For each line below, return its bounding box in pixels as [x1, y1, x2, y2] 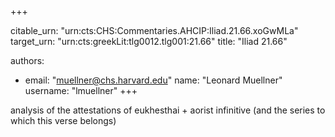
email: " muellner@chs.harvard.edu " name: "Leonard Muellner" [24, 74, 283, 86]
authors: [10, 55, 45, 66]
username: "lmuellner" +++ [24, 85, 138, 96]
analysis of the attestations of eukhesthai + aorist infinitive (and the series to [10, 104, 326, 116]
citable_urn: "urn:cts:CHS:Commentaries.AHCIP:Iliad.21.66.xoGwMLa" [10, 25, 299, 36]
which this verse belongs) [10, 115, 117, 126]
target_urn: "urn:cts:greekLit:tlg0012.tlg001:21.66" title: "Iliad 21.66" [10, 36, 288, 47]
